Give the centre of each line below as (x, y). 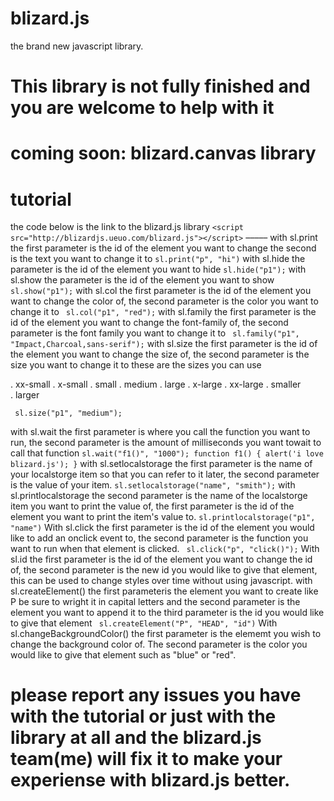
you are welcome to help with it (142, 108)
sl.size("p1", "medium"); (68, 413)
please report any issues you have (156, 695)
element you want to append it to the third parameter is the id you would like (167, 613)
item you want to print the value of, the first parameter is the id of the (152, 506)
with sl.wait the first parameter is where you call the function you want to (160, 432)
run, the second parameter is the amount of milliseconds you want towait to (166, 443)
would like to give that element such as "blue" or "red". (123, 655)
